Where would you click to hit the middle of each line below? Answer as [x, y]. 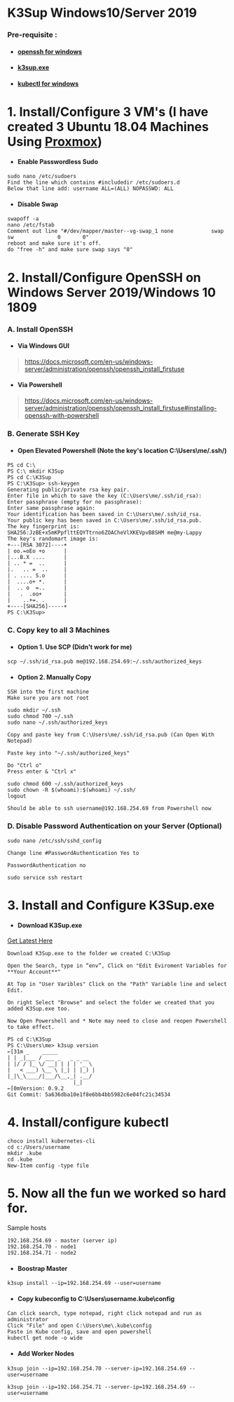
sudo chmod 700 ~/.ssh [40, 717]
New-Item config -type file [48, 1166]
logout [17, 796]
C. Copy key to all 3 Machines [58, 631]
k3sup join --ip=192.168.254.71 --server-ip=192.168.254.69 [97, 1387]
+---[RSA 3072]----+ [37, 545]
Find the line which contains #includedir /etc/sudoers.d [94, 183]
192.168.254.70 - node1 [42, 1247]
